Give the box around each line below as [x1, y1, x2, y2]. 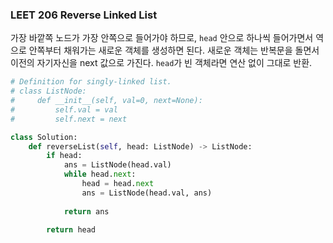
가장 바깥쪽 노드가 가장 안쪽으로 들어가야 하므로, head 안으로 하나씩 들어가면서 [10, 32, 314, 44]
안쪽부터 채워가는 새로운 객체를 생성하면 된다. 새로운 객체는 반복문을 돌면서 [28, 44, 320, 57]
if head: [46, 151, 83, 161]
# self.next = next [10, 114, 128, 124]
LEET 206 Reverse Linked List [10, 8, 158, 22]
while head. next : [63, 169, 137, 180]
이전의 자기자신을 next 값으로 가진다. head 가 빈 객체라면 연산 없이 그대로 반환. [10, 57, 313, 69]
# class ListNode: [10, 86, 87, 97]
